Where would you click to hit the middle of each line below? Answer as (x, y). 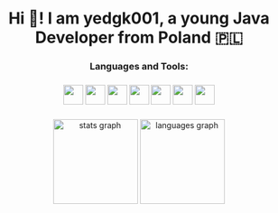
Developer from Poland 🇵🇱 (139, 37)
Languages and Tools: (139, 67)
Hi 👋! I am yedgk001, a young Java (139, 19)
